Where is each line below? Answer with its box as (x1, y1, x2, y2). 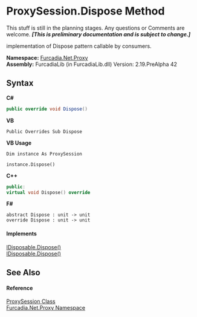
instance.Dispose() (6, 162, 56, 168)
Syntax (6, 78, 34, 88)
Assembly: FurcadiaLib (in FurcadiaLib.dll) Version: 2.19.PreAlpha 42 (6, 60, 177, 68)
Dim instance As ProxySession (6, 151, 83, 157)
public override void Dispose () (6, 106, 88, 112)
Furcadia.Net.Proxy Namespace (6, 304, 86, 312)
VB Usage (6, 139, 32, 146)
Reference (6, 284, 33, 292)
